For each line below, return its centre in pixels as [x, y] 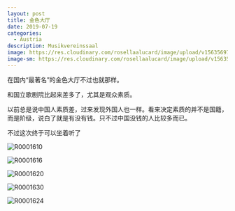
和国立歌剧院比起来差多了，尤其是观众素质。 [72, 94]
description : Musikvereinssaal [53, 46]
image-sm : [22, 59]
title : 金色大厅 [29, 20]
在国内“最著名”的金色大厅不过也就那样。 [65, 79]
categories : [24, 33]
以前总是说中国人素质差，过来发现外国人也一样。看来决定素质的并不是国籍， [117, 109]
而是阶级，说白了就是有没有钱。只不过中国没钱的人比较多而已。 [99, 118]
